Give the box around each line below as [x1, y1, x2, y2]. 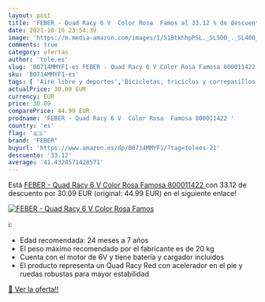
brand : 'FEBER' [8, 136, 58, 145]
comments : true [8, 41, 58, 49]
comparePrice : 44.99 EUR [8, 108, 90, 115]
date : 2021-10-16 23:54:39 [8, 26, 97, 34]
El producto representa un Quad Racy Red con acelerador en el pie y [19, 261, 243, 270]
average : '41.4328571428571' [8, 159, 104, 167]
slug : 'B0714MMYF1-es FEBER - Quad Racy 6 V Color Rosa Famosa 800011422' [8, 63, 259, 71]
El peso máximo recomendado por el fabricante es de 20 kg [19, 244, 215, 254]
